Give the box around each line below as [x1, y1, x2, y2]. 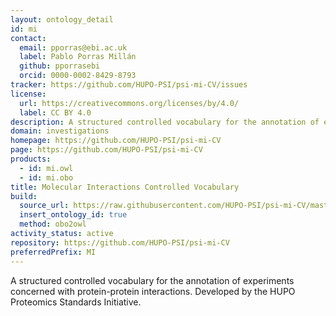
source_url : [19, 201, 70, 211]
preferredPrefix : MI [10, 247, 97, 257]
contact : [10, 33, 47, 43]
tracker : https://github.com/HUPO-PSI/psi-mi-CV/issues [10, 80, 248, 90]
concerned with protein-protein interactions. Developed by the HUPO [10, 285, 296, 297]
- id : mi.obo [19, 172, 74, 183]
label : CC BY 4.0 [19, 107, 92, 118]
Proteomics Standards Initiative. [10, 296, 142, 308]
